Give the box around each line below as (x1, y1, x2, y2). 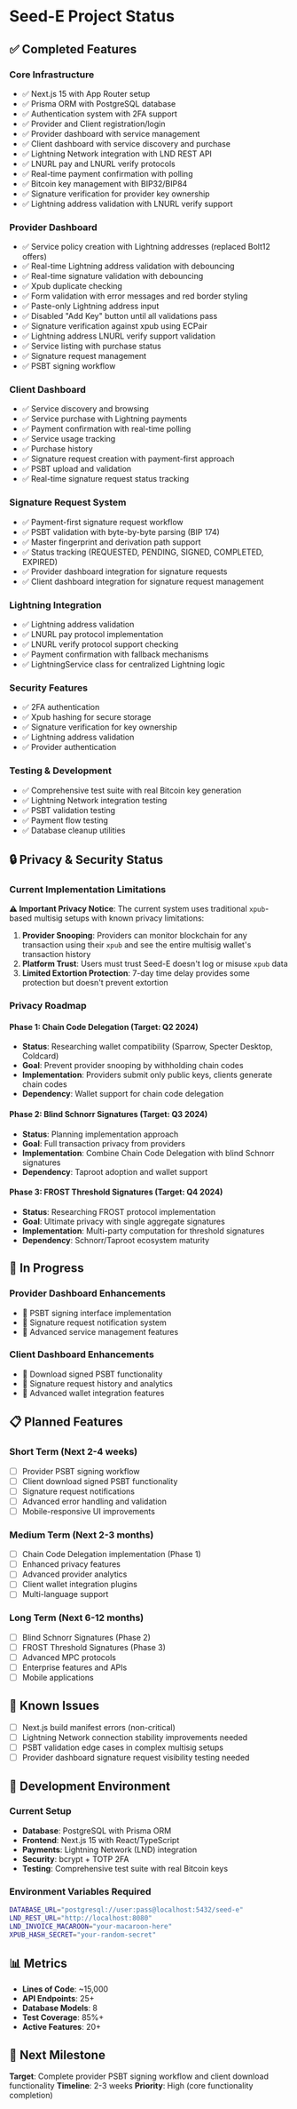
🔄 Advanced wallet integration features (21, 1387, 165, 1398)
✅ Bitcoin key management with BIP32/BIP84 (21, 178, 188, 188)
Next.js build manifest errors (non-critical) (21, 1722, 176, 1732)
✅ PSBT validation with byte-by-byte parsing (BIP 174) (21, 526, 220, 537)
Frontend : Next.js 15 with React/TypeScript (21, 1834, 180, 1845)
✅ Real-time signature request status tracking (21, 474, 190, 484)
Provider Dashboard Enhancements (9, 1287, 166, 1299)
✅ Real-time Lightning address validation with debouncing (21, 260, 235, 272)
